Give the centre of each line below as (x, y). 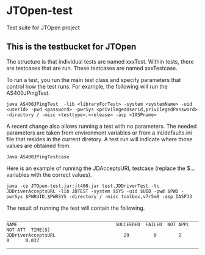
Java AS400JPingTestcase (38, 157)
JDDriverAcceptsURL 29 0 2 (94, 235)
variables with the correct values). (49, 174)
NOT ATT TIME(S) (28, 230)
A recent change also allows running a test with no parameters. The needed (102, 126)
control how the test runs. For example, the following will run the (87, 86)
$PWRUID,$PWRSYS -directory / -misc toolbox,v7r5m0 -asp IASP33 (109, 196)
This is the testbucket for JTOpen (71, 47)
